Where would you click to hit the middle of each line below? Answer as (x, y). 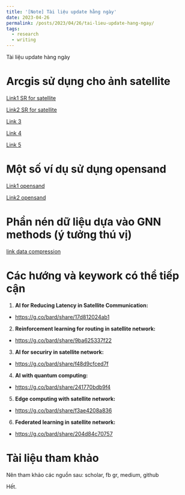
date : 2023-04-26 (28, 17)
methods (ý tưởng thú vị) (69, 235)
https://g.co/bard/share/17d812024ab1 (62, 317)
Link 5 (14, 145)
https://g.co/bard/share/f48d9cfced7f (62, 364)
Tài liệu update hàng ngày (38, 57)
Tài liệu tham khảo (53, 458)
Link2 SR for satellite (32, 110)
